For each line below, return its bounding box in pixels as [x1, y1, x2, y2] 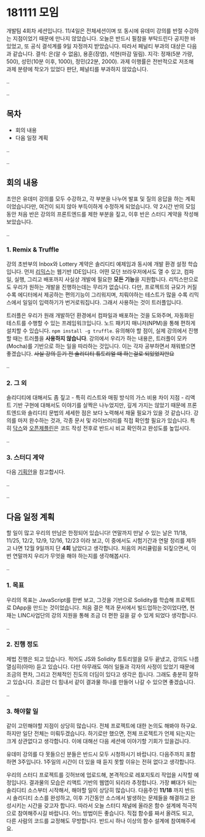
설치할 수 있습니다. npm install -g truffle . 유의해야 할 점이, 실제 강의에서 [6, 326, 187, 334]
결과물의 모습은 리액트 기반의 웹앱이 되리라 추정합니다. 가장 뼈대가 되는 [29, 779, 198, 786]
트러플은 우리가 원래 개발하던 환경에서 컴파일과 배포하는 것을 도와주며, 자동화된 [6, 311, 195, 319]
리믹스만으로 [168, 276, 199, 283]
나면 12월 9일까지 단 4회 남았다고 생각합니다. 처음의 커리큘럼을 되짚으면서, [12, 544, 190, 552]
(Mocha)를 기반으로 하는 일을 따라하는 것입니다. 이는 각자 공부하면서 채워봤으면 [6, 342, 196, 350]
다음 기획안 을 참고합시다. [6, 468, 65, 476]
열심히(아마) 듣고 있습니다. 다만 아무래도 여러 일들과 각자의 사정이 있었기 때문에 [6, 663, 195, 670]
